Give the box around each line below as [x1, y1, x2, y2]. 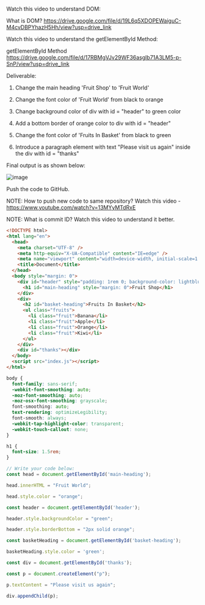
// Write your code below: [6, 465, 75, 472]
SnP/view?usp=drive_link [6, 61, 70, 67]
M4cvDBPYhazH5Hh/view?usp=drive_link [6, 24, 112, 31]
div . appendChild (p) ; [6, 593, 59, 599]
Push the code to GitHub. [6, 186, 70, 192]
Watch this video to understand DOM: [6, 6, 101, 12]
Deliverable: [6, 72, 37, 79]
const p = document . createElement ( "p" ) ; [6, 571, 111, 577]
